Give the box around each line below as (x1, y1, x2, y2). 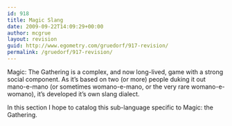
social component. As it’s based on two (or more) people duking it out (7, 75, 206, 83)
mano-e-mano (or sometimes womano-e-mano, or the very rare (7, 82, 190, 91)
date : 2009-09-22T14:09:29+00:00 (7, 23, 104, 30)
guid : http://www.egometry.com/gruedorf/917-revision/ (7, 42, 169, 49)
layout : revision (7, 36, 57, 43)
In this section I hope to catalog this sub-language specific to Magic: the (7, 103, 213, 111)
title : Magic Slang (7, 17, 64, 24)
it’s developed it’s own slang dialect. (37, 89, 140, 98)
